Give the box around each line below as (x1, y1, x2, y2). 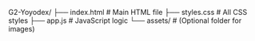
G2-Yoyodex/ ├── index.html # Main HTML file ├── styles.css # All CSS (8, 8, 248, 17)
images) (8, 24, 35, 33)
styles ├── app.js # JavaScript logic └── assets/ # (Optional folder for (8, 16, 242, 25)
